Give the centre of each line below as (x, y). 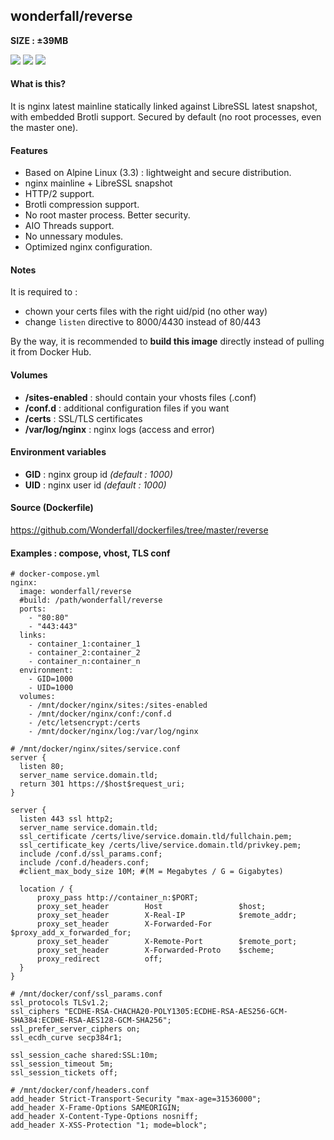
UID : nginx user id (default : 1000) (95, 485)
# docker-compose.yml (55, 574)
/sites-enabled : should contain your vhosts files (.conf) (140, 397)
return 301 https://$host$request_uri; (102, 784)
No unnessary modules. (74, 236)
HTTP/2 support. (59, 194)
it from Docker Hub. (51, 352)
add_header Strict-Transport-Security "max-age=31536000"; (136, 1099)
